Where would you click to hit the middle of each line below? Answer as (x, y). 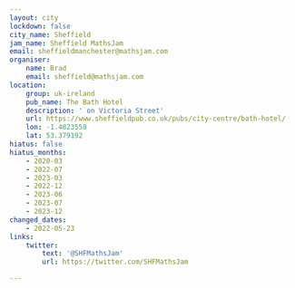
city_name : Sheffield (50, 34)
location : (28, 85)
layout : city (34, 18)
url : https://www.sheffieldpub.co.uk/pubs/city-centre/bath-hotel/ (156, 119)
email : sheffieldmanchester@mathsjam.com (89, 52)
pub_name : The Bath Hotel (75, 102)
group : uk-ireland (60, 93)
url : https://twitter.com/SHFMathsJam (115, 262)
